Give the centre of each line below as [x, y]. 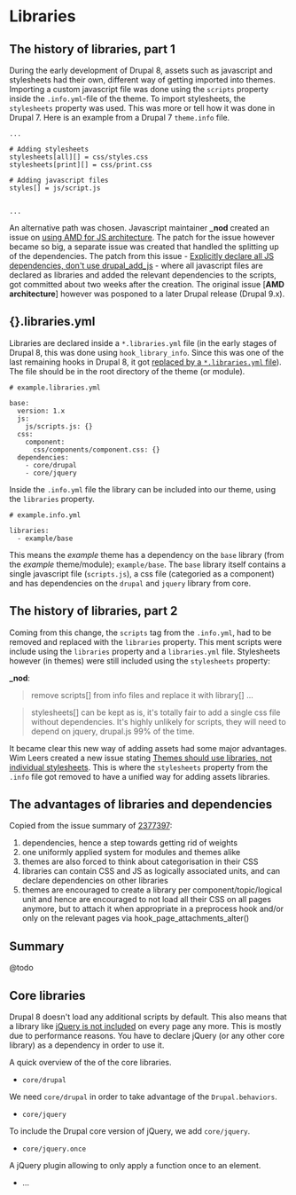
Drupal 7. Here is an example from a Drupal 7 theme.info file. [120, 118]
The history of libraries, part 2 [93, 611]
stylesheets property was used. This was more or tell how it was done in [142, 108]
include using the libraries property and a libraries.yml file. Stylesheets [145, 651]
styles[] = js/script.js [55, 188]
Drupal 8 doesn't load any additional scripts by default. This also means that [148, 1017]
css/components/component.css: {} [97, 450]
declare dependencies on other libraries [95, 881]
